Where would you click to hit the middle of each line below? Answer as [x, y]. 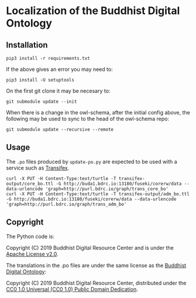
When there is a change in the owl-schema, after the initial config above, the [98, 112]
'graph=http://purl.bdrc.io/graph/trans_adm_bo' [66, 204]
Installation [27, 45]
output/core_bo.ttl [30, 184]
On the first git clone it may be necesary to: [58, 91]
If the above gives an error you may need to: [59, 69]
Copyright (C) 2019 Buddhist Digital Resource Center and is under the [90, 248]
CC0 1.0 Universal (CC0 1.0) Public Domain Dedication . [72, 289]
